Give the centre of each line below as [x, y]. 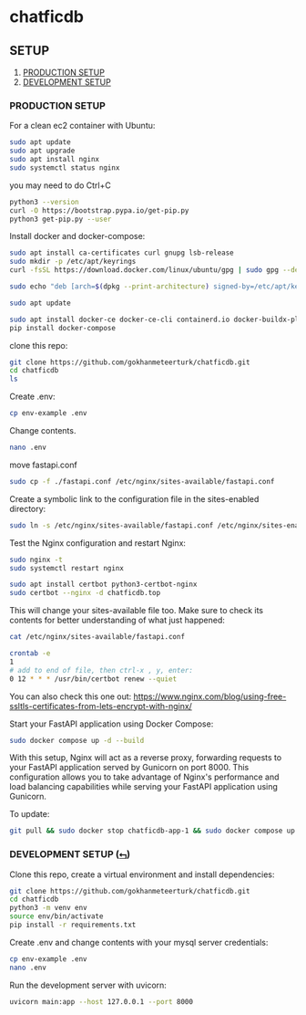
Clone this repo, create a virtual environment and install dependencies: [142, 874]
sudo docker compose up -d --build [77, 740]
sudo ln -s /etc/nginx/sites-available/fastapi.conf [112, 525]
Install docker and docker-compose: [77, 236]
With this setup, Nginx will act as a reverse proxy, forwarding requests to [146, 758]
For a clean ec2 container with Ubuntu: [82, 126]
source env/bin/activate [56, 916]
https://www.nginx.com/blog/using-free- [210, 696]
